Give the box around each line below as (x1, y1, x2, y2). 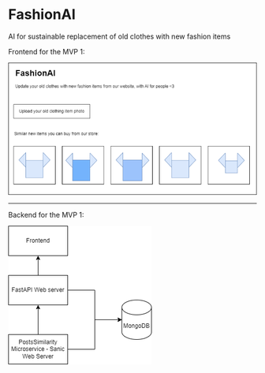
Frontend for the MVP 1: (8, 47, 85, 56)
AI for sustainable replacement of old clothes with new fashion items (8, 32, 231, 41)
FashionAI (8, 6, 77, 24)
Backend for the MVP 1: (8, 211, 84, 220)
